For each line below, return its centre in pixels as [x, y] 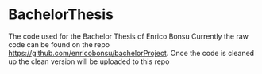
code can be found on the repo [59, 44]
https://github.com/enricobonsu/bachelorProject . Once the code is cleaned [131, 53]
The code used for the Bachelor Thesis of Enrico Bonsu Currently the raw [128, 36]
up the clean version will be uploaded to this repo [89, 61]
